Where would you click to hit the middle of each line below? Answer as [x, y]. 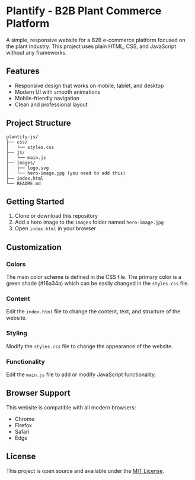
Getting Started [35, 201]
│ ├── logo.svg [28, 168]
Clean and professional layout [51, 104]
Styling [17, 333]
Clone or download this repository [56, 216]
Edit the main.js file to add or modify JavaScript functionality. [81, 374]
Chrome [25, 419]
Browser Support [39, 393]
